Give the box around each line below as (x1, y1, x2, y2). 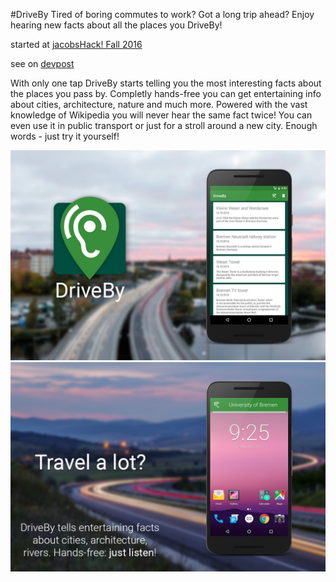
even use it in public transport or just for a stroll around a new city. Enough (10, 120, 318, 131)
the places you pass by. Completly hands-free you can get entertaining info (10, 88, 322, 99)
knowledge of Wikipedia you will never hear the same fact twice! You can (10, 109, 313, 121)
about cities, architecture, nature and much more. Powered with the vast (10, 99, 308, 110)
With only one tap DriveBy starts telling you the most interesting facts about (10, 77, 322, 89)
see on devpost (10, 58, 75, 69)
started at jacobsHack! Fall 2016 (10, 39, 143, 50)
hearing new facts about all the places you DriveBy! (10, 19, 223, 31)
